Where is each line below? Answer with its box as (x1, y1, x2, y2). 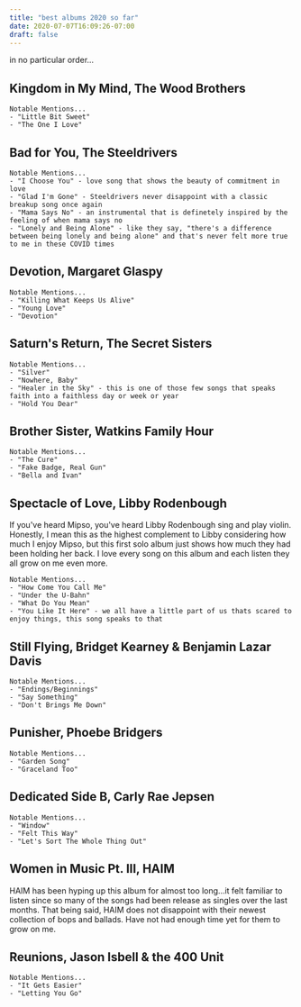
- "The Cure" (9, 456, 59, 465)
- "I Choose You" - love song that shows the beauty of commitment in (9, 177, 280, 186)
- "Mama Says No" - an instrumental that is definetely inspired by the (9, 208, 288, 217)
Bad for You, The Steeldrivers (9, 145, 178, 160)
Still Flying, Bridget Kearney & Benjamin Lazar (9, 639, 272, 654)
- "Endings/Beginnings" (9, 685, 99, 694)
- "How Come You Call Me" (9, 583, 106, 593)
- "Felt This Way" (9, 829, 78, 838)
